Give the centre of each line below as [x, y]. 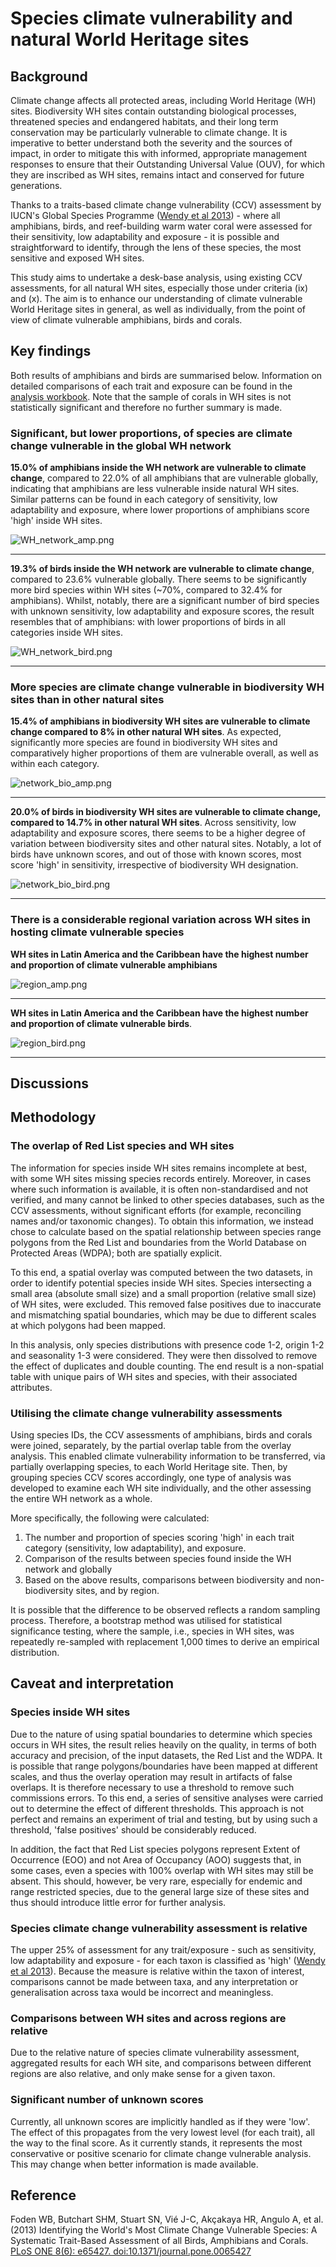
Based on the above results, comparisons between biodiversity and [163, 1580]
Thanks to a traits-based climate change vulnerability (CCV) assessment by [166, 205]
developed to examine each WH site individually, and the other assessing [161, 1488]
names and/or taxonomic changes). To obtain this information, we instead [162, 1221]
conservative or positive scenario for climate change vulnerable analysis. [161, 2153]
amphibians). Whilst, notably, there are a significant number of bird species [165, 601]
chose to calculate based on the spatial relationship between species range [166, 1231]
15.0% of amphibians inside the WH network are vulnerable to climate [158, 468]
